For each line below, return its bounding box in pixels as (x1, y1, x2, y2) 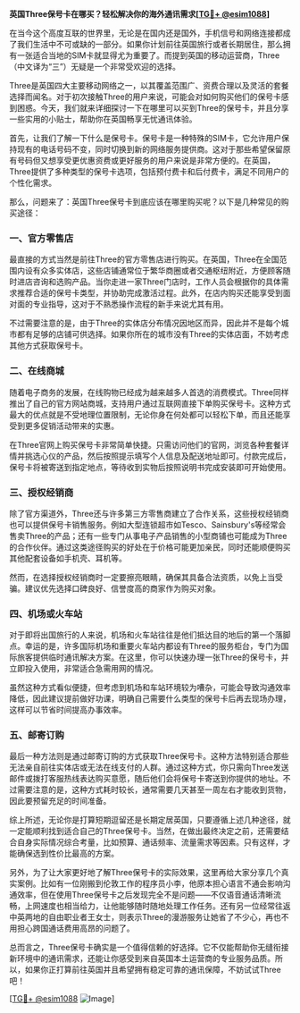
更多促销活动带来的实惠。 (24, 420, 119, 431)
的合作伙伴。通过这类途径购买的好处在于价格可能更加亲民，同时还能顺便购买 (9, 541, 291, 553)
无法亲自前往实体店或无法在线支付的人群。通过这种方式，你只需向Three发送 (9, 762, 289, 772)
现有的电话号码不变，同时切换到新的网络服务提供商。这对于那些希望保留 (16, 144, 283, 155)
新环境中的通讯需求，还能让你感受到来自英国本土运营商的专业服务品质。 (9, 953, 275, 964)
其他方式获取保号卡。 (9, 340, 87, 351)
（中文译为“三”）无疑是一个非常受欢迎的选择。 (9, 62, 181, 72)
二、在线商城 (9, 365, 65, 377)
